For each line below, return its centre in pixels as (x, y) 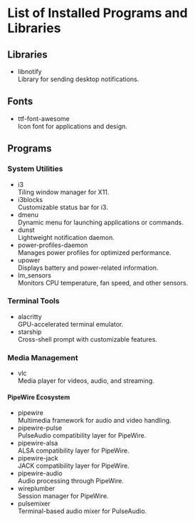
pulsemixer (34, 504)
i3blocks (30, 199)
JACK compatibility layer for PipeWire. (74, 466)
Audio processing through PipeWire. (71, 481)
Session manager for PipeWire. (63, 496)
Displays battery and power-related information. (88, 268)
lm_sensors (35, 275)
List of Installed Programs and (97, 13)
